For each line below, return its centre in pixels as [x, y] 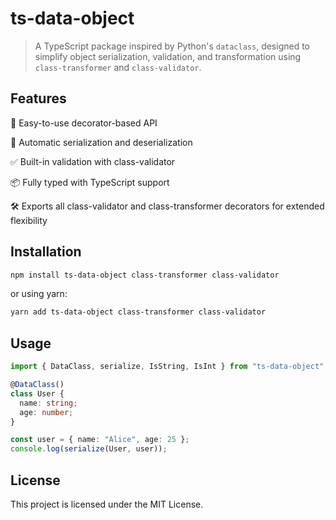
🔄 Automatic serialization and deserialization [101, 142]
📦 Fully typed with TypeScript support [90, 182]
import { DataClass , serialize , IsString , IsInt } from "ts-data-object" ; [169, 367]
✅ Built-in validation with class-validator [93, 161]
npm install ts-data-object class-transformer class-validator [145, 275]
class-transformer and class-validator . [118, 67]
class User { [37, 393]
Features [38, 98]
